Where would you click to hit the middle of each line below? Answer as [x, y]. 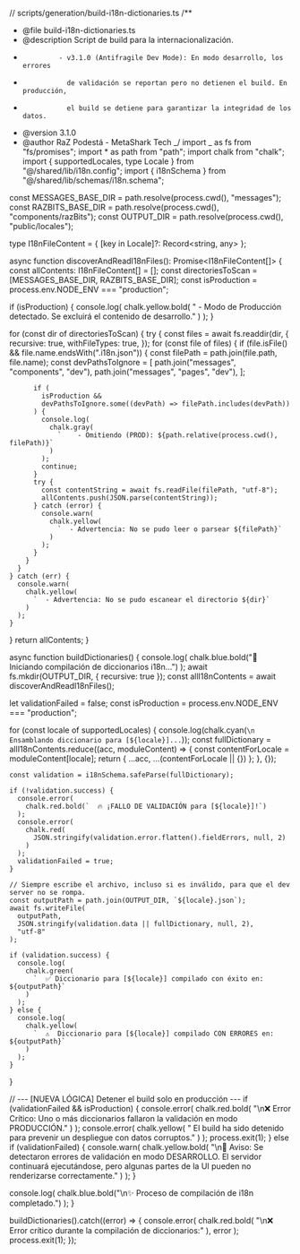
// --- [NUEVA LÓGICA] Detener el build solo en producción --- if [129, 1099]
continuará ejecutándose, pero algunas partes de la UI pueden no [130, 1166]
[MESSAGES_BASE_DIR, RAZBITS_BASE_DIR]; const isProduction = [133, 280]
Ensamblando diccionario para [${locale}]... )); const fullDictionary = [140, 739]
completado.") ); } [42, 1203]
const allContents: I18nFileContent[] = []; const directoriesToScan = [133, 271]
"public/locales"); [42, 226]
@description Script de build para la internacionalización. [128, 40]
